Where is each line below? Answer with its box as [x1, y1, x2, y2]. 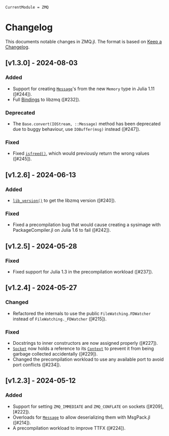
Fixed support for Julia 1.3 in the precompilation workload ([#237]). [12, 268, 154, 275]
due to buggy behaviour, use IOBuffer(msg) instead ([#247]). [12, 126, 140, 132]
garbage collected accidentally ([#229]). [12, 350, 98, 357]
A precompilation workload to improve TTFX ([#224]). [12, 425, 126, 431]
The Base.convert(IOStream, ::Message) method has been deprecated [12, 120, 161, 127]
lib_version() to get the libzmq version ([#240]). [12, 197, 116, 203]
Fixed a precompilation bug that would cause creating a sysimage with [12, 222, 161, 228]
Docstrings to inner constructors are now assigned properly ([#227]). [12, 340, 158, 346]
